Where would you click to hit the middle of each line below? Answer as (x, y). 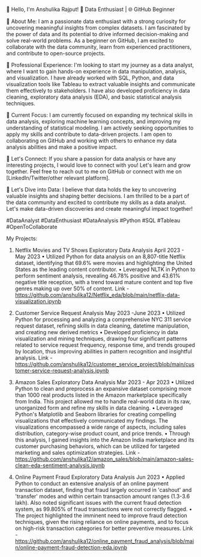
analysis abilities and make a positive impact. (62, 147)
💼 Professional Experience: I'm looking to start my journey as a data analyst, (100, 65)
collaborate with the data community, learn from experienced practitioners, (99, 47)
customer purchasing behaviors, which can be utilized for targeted (97, 446)
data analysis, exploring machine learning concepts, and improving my (94, 121)
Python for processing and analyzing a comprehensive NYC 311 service (103, 319)
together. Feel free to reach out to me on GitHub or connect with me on (94, 171)
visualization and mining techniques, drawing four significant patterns (101, 338)
